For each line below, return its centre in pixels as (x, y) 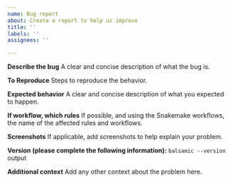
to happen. (23, 102)
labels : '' (23, 34)
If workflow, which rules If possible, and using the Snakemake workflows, (116, 116)
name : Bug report (33, 14)
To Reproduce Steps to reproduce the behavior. (77, 81)
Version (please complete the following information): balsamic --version (116, 150)
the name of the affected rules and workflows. (75, 123)
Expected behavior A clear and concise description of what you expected (116, 94)
